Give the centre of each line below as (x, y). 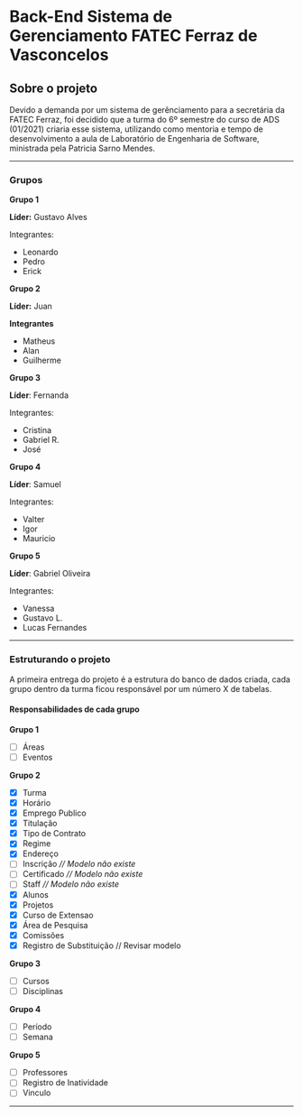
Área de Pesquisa (55, 925)
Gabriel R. (41, 440)
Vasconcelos (59, 55)
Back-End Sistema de (91, 17)
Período (37, 1027)
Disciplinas (42, 991)
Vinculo (37, 1093)
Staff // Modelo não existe (71, 884)
